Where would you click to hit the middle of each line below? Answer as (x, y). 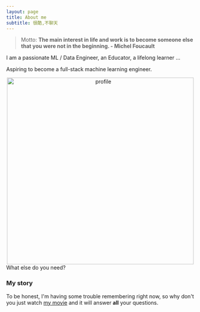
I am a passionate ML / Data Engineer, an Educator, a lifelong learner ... (93, 58)
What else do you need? (36, 268)
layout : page (22, 12)
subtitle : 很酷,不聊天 (32, 23)
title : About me (26, 17)
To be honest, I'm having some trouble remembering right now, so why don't (100, 296)
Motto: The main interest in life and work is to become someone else (107, 40)
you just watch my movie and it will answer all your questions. (82, 302)
